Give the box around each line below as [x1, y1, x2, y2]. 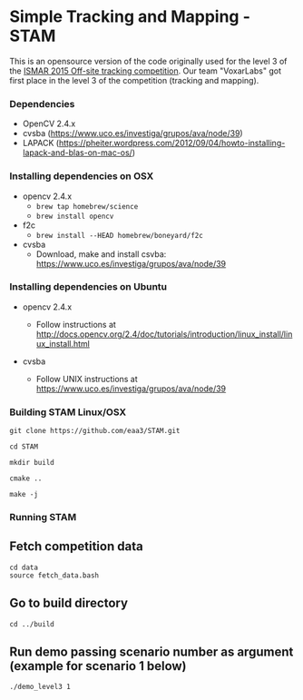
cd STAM [9, 442, 39, 451]
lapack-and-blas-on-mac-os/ [22, 147, 133, 158]
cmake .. [9, 474, 43, 483]
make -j [9, 490, 39, 499]
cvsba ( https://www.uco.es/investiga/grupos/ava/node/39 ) [22, 128, 243, 139]
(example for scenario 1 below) [9, 658, 188, 674]
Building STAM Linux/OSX [9, 406, 127, 419]
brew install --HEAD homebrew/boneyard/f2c [35, 231, 204, 240]
